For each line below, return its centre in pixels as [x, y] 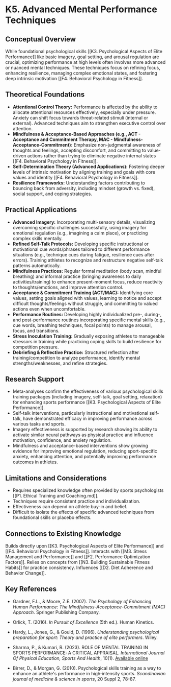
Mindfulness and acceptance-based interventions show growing [80, 446]
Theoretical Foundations [45, 95]
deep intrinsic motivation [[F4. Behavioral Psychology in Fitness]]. [74, 78]
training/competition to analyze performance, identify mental [76, 358]
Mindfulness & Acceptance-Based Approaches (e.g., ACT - [77, 134]
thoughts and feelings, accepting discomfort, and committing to [79, 150]
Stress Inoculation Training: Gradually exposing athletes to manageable [89, 336]
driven [19, 156]
